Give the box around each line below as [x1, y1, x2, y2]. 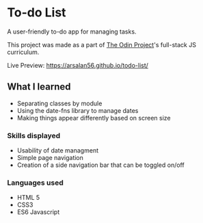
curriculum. [7, 48, 40, 56]
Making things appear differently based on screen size [16, 114, 171, 122]
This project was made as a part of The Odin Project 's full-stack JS [7, 40, 197, 49]
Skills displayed [7, 131, 61, 140]
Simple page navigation [16, 154, 84, 162]
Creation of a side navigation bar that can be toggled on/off [16, 161, 185, 169]
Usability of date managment [16, 146, 99, 155]
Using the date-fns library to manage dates [16, 106, 139, 114]
